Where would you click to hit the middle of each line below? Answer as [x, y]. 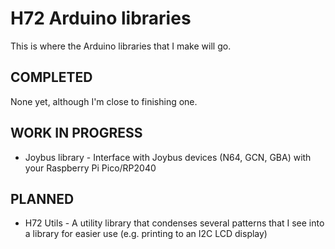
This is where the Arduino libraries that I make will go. [121, 46]
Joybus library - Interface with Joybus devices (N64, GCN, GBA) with [168, 157]
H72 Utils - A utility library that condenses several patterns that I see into [174, 223]
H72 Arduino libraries [101, 18]
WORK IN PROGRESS [76, 133]
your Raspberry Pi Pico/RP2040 [90, 168]
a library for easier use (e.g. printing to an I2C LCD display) [146, 234]
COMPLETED [51, 77]
